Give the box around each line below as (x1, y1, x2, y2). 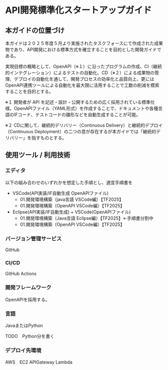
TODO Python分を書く (5, 333, 55, 339)
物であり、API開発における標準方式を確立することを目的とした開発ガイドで (5, 47, 161, 53)
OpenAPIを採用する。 (5, 296, 50, 302)
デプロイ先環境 (5, 346, 42, 353)
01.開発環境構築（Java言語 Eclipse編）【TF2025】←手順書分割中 (20, 215, 154, 221)
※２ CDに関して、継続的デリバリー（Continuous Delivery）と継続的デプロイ (5, 122, 163, 128)
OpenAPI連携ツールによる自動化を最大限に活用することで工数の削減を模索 (5, 82, 159, 88)
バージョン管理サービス (5, 235, 62, 242)
